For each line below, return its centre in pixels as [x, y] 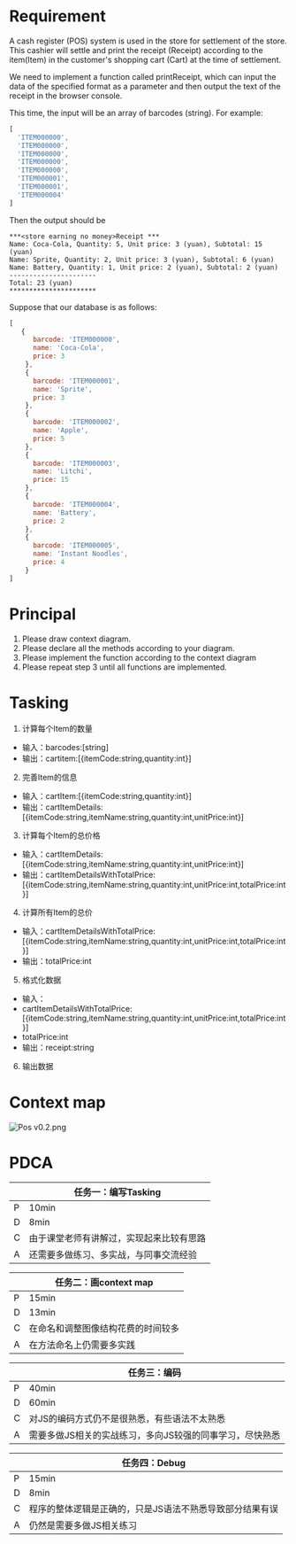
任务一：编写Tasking [118, 1192]
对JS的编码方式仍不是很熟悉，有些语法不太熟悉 [127, 1419]
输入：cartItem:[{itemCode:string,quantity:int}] [107, 795]
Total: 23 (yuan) [41, 283]
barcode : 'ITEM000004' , [76, 504]
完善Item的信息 [49, 777]
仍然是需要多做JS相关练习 [83, 1525]
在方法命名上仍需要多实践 [82, 1346]
